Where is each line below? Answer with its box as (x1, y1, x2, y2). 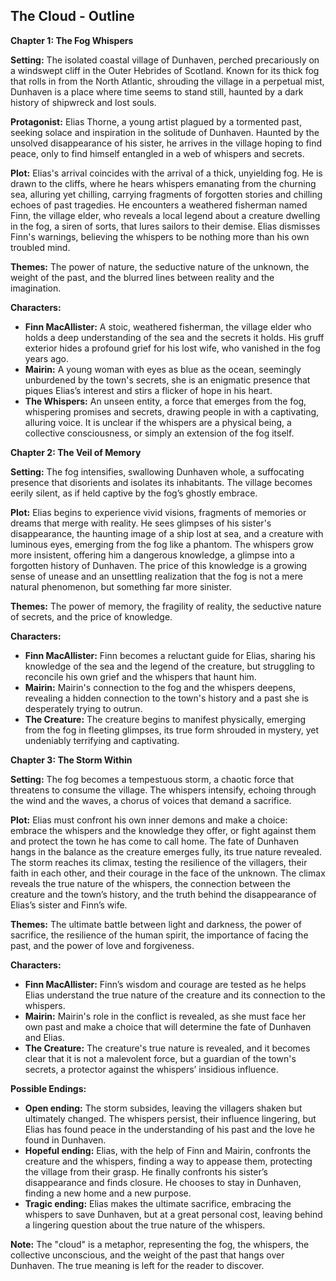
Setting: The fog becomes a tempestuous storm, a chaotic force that (10, 773, 295, 785)
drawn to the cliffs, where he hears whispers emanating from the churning (10, 177, 317, 189)
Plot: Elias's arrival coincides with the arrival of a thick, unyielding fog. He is (10, 167, 323, 179)
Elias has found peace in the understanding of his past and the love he (24, 1123, 315, 1135)
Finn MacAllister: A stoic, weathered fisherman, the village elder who (24, 320, 312, 333)
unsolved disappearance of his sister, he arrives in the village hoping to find (10, 137, 323, 149)
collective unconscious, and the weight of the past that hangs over (10, 1249, 285, 1261)
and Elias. (24, 1031, 65, 1043)
